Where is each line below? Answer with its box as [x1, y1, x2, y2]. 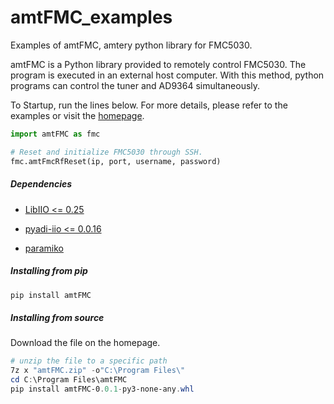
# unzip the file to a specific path [10, 356, 168, 366]
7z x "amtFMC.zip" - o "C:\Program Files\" [10, 366, 186, 376]
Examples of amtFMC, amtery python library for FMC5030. [10, 39, 253, 51]
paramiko [24, 242, 64, 254]
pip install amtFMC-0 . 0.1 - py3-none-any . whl [10, 384, 195, 394]
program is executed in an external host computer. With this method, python [10, 69, 325, 81]
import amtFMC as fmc [10, 129, 101, 139]
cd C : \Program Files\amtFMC [10, 375, 128, 385]
